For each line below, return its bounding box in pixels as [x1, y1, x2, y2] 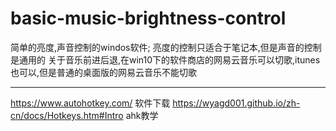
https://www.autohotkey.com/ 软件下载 [10, 97, 171, 109]
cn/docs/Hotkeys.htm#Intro [10, 109, 124, 121]
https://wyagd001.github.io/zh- [172, 97, 301, 109]
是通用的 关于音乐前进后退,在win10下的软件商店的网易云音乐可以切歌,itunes [10, 53, 321, 66]
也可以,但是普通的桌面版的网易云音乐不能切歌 [10, 66, 198, 78]
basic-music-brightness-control [10, 7, 287, 30]
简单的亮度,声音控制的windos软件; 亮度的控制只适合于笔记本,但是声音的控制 [10, 41, 322, 53]
